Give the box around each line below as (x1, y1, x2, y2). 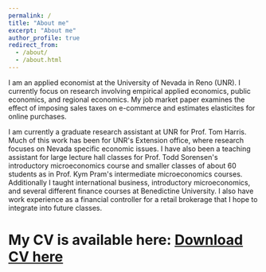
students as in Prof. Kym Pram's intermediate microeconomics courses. (8, 169, 243, 179)
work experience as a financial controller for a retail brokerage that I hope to (8, 194, 258, 204)
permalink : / (8, 11, 52, 20)
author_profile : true (8, 33, 80, 42)
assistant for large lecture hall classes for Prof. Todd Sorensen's (8, 152, 218, 161)
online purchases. (8, 111, 67, 121)
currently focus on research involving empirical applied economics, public (8, 86, 251, 95)
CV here (8, 248, 64, 266)
